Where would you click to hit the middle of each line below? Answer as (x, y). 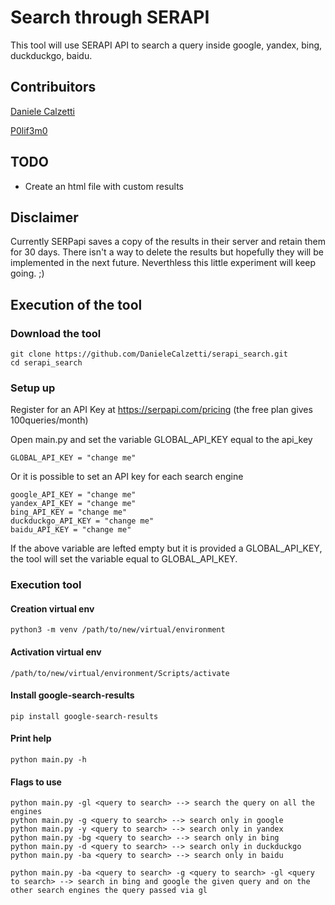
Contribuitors (53, 87)
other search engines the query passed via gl (109, 891)
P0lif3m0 (29, 130)
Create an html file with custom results (104, 186)
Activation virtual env (56, 652)
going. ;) (27, 273)
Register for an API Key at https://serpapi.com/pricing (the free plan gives (161, 410)
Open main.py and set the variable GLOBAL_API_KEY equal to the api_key (161, 440)
